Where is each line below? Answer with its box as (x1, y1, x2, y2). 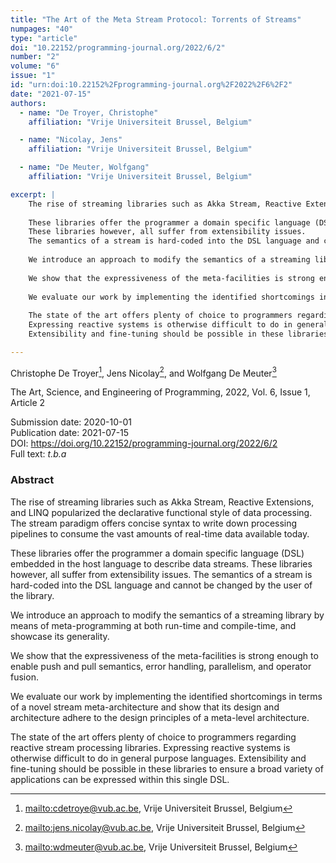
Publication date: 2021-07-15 (10, 427, 130, 439)
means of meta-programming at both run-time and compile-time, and (10, 619, 297, 631)
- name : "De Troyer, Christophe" (19, 107, 159, 118)
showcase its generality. (10, 630, 110, 642)
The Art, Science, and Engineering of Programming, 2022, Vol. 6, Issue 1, (10, 386, 311, 398)
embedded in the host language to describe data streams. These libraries (10, 557, 313, 570)
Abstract (10, 473, 55, 487)
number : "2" (10, 52, 60, 62)
